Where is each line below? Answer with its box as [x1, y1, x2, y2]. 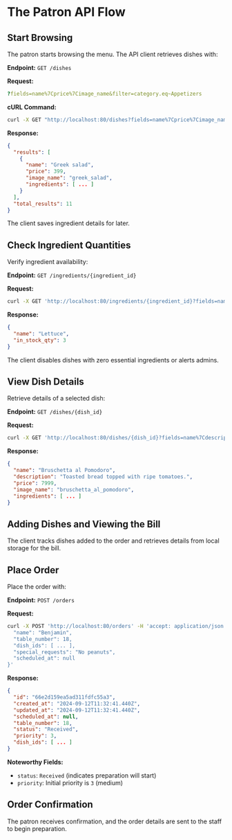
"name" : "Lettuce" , [13, 330, 70, 337]
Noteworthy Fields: [7, 758, 64, 766]
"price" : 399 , [25, 168, 67, 175]
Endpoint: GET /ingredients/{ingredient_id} [7, 271, 137, 279]
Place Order [7, 564, 59, 576]
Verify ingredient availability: [7, 258, 88, 266]
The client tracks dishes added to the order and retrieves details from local [7, 536, 220, 545]
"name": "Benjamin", [13, 629, 72, 636]
